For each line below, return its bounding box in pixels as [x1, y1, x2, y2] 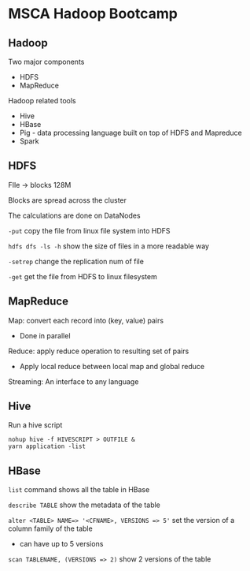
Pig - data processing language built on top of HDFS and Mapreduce [19, 128, 242, 137]
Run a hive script [8, 420, 63, 430]
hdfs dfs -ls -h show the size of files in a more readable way [8, 241, 210, 251]
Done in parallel [19, 330, 71, 340]
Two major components [8, 57, 85, 66]
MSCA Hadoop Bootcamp [8, 5, 178, 23]
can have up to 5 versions [19, 539, 104, 549]
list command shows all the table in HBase [8, 485, 150, 494]
